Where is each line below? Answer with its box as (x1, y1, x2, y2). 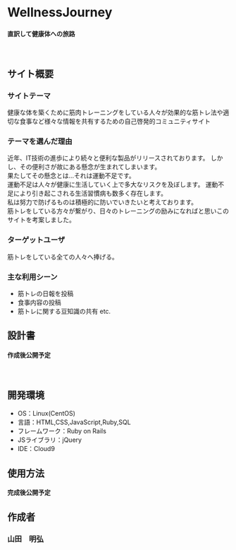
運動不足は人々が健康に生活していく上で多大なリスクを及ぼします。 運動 (7, 180, 218, 189)
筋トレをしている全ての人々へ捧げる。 (7, 252, 118, 261)
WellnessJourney (7, 4, 113, 21)
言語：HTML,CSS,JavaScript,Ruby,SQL (17, 418, 132, 426)
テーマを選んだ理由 (7, 136, 73, 146)
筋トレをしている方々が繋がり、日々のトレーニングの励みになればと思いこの (7, 207, 230, 216)
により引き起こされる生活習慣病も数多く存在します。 (13, 189, 168, 198)
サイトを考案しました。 (7, 216, 75, 224)
